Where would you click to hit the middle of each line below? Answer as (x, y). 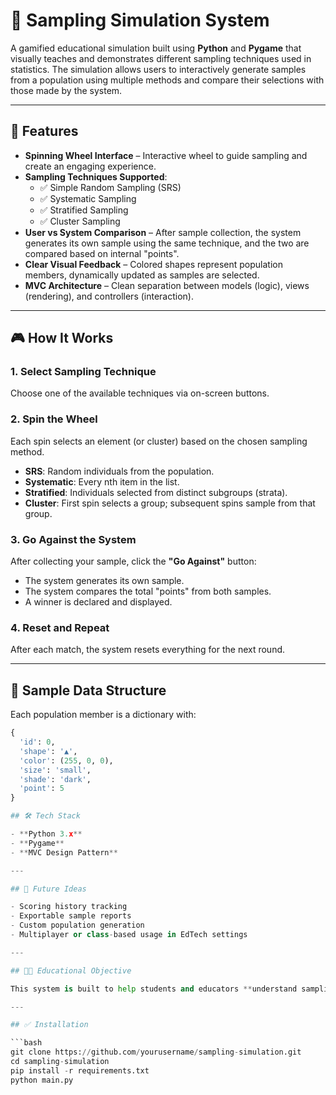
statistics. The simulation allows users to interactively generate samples (158, 69)
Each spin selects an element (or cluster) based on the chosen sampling (159, 441)
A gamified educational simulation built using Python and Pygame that (156, 48)
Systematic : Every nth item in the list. (102, 481)
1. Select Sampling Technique (83, 372)
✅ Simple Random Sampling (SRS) (110, 187)
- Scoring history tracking (69, 907)
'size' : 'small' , (55, 770)
